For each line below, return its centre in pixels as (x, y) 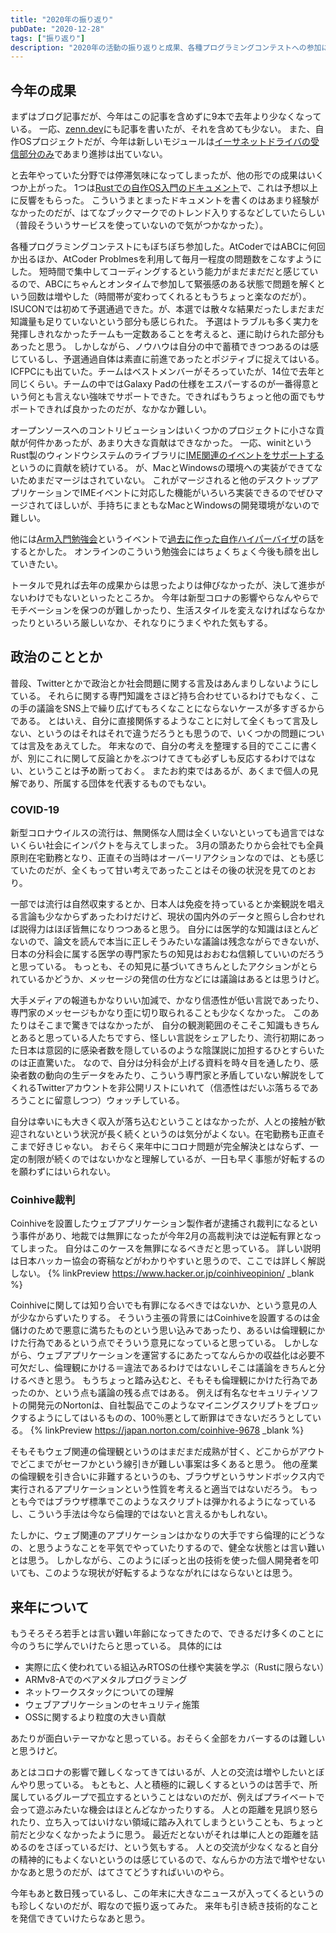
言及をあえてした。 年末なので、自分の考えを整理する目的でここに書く (173, 745)
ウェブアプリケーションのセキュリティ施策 (112, 1705)
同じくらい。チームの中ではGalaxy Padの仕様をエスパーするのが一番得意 (160, 384)
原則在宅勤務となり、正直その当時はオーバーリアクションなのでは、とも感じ (167, 858)
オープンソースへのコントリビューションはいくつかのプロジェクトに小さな (163, 430)
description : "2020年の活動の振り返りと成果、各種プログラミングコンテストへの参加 (166, 47)
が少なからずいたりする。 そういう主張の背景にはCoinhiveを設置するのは (161, 1318)
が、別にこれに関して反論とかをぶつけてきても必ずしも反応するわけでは (158, 758)
